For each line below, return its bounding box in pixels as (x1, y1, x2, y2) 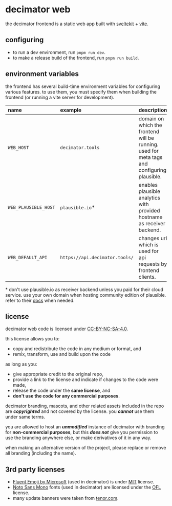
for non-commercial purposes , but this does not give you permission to (5, 429, 158, 436)
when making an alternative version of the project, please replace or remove (5, 445, 166, 451)
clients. (138, 273, 156, 280)
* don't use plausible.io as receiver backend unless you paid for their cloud (5, 286, 164, 293)
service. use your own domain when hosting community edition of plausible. (5, 292, 166, 298)
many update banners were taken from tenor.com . (12, 495, 119, 501)
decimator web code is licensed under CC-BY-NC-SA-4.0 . (5, 326, 128, 332)
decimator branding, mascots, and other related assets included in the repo (5, 403, 164, 409)
